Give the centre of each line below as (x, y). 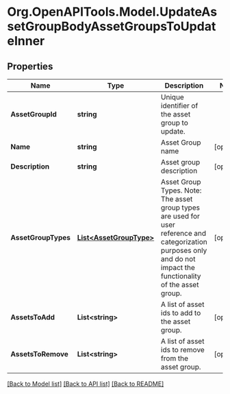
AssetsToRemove (39, 354)
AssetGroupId (34, 114)
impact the (178, 268)
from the (174, 358)
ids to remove (183, 350)
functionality (181, 276)
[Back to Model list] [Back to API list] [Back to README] (86, 384)
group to (174, 123)
